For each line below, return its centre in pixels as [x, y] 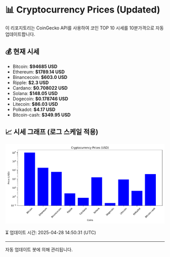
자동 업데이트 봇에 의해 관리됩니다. [39, 249]
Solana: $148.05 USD [35, 93]
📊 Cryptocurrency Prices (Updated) [83, 10]
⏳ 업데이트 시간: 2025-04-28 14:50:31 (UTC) [51, 232]
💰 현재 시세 [22, 52]
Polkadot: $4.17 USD [34, 109]
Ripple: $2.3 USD [31, 82]
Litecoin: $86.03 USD [35, 104]
